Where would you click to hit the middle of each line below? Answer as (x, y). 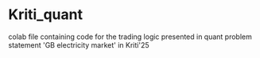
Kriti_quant (46, 15)
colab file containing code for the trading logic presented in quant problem (130, 37)
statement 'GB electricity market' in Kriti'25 (79, 44)
